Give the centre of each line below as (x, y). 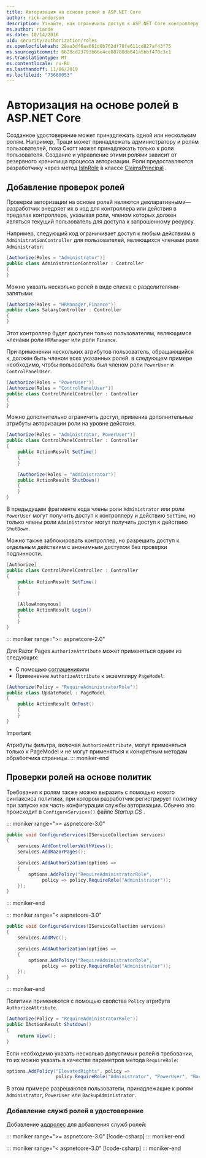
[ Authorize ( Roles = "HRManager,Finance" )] (61, 305)
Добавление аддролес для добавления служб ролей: (77, 1124)
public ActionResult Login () (55, 610)
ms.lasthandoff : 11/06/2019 (42, 69)
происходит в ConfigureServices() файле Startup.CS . (76, 812)
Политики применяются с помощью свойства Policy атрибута (88, 1001)
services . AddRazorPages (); (52, 852)
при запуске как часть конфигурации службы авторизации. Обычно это (101, 805)
